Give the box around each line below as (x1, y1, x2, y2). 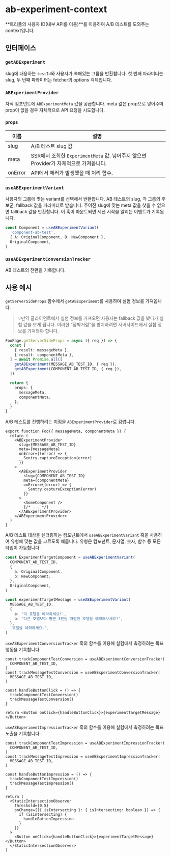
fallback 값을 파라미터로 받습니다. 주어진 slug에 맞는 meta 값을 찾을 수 (16, 202, 156, 208)
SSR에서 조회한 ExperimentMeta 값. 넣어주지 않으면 (31, 152, 147, 159)
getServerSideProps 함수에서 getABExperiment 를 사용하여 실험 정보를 (5, 298, 145, 304)
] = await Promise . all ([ (10, 357, 63, 362)
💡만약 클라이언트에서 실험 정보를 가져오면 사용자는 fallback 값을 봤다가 (17, 315, 159, 321)
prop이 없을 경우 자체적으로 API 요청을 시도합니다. (5, 107, 105, 113)
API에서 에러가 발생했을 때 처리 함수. (31, 170, 113, 177)
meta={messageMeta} (18, 447, 60, 452)
